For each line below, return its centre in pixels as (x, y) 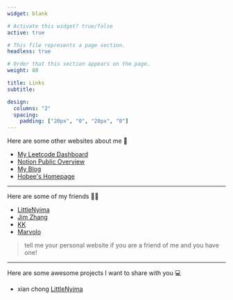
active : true (26, 33)
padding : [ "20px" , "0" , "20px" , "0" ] (74, 121)
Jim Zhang (33, 217)
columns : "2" (32, 108)
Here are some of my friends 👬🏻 (53, 196)
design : (18, 102)
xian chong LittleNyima (50, 289)
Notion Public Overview (51, 162)
